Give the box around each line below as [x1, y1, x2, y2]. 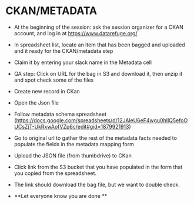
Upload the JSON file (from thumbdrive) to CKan [14, 152, 132, 159]
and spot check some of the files [14, 76, 94, 83]
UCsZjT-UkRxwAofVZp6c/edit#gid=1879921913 [14, 123, 129, 130]
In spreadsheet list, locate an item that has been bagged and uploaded [14, 41, 186, 48]
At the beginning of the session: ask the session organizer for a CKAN [14, 23, 183, 31]
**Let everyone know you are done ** [14, 192, 108, 199]
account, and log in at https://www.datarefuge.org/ [14, 29, 138, 36]
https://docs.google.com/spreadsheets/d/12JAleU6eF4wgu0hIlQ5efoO [16, 116, 188, 124]
